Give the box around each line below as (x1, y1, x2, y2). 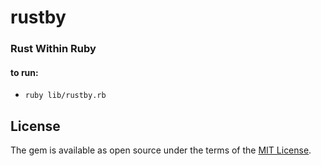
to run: (10, 66, 39, 78)
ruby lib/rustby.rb (24, 91, 107, 101)
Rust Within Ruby (10, 42, 97, 56)
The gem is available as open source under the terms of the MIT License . (10, 144, 312, 156)
